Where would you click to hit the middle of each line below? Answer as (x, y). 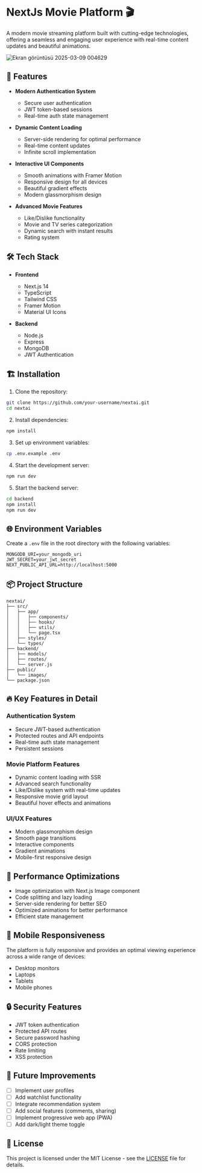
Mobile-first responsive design (53, 857)
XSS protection (34, 1056)
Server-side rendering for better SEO (61, 904)
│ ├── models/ (27, 654)
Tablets (24, 981)
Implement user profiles (44, 1090)
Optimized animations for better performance (71, 910)
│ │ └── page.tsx (33, 633)
